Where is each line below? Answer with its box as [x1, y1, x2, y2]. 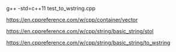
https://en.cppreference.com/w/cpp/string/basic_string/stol [6, 28, 154, 35]
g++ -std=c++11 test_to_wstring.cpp [6, 5, 96, 12]
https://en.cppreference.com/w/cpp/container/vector [6, 17, 138, 24]
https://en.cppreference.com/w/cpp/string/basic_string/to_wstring [6, 39, 171, 46]
